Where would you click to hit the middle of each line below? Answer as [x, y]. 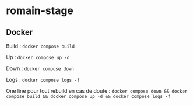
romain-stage [40, 11]
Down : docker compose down [40, 68]
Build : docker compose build [40, 46]
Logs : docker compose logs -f [43, 80]
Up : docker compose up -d [38, 57]
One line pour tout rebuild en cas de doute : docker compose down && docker [97, 91]
